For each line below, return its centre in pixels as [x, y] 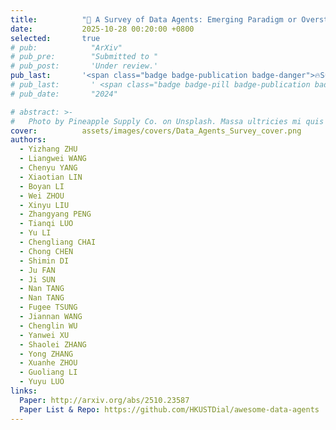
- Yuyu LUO [42, 382]
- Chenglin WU [48, 326]
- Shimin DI [44, 261]
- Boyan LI [42, 186]
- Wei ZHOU [42, 196]
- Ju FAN [37, 270]
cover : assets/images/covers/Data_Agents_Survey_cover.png [156, 131]
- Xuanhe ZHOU [48, 363]
